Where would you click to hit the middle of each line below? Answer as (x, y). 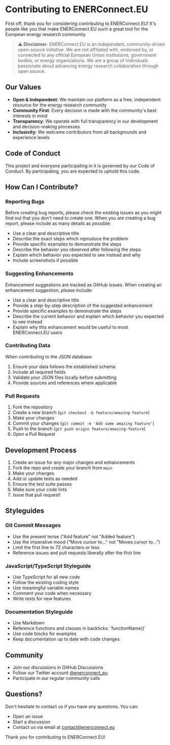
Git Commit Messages (33, 526)
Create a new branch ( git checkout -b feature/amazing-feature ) (81, 412)
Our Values (23, 87)
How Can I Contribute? (42, 187)
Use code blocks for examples (44, 634)
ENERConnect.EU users (37, 333)
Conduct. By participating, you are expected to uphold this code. (73, 171)
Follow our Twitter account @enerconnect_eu (60, 673)
